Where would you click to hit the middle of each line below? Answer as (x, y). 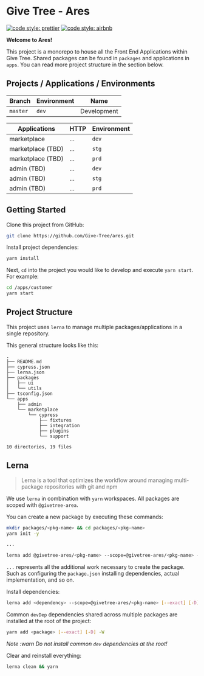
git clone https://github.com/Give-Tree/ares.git (70, 235)
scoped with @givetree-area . (42, 505)
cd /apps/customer (29, 288)
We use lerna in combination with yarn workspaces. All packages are (93, 498)
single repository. (28, 333)
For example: (23, 277)
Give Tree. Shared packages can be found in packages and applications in (98, 58)
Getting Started (36, 210)
